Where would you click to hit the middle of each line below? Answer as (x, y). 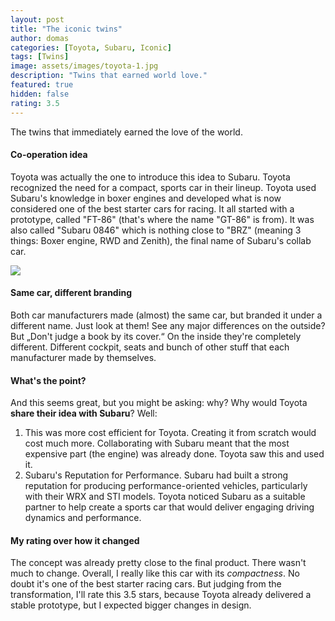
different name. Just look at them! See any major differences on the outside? (168, 325)
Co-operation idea (49, 155)
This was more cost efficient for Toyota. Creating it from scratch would (170, 433)
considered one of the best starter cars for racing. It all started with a (152, 208)
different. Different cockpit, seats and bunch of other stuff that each (150, 347)
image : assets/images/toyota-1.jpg (84, 66)
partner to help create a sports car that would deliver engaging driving (169, 507)
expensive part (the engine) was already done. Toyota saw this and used (174, 454)
